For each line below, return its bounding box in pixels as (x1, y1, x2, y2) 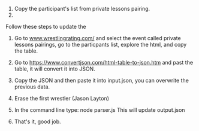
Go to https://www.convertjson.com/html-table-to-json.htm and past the (14, 59, 193, 66)
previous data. (14, 83, 50, 90)
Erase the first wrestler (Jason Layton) (14, 95, 109, 102)
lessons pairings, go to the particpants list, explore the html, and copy (14, 41, 187, 48)
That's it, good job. (14, 118, 61, 125)
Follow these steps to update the (5, 23, 86, 30)
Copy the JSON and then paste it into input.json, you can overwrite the (14, 77, 189, 84)
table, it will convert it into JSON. (14, 65, 95, 72)
